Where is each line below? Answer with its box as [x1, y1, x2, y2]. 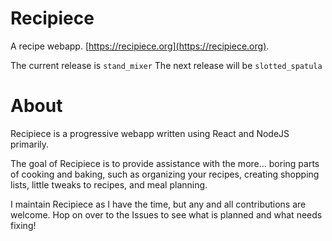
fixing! [10, 219, 37, 231]
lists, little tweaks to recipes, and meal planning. [10, 178, 208, 191]
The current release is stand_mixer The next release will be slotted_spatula [10, 59, 323, 71]
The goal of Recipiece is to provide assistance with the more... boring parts [10, 157, 320, 169]
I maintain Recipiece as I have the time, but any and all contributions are [10, 198, 307, 210]
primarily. [10, 138, 50, 150]
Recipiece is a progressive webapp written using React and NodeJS [10, 127, 290, 139]
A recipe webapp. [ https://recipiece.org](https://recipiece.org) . [10, 40, 270, 52]
